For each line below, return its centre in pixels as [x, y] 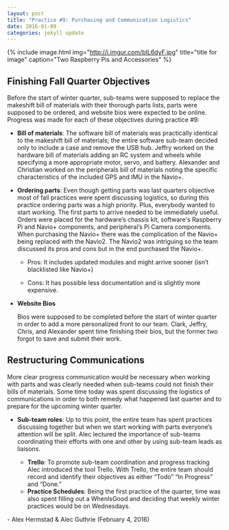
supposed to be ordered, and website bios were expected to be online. [107, 113]
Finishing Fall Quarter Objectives [79, 81]
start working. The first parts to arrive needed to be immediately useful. [118, 212]
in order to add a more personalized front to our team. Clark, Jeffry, [112, 324]
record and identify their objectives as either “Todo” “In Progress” [120, 476]
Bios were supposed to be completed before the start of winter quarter [117, 317]
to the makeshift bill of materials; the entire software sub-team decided [117, 140]
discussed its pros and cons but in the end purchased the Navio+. [110, 249]
